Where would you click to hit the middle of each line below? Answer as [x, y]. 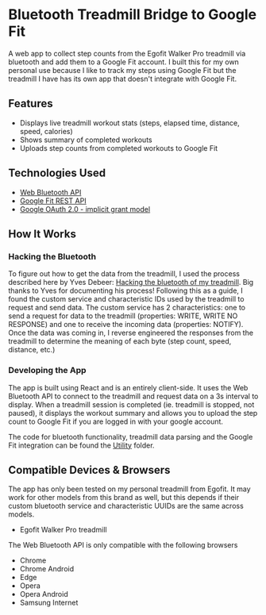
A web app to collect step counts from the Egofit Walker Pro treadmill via [127, 53]
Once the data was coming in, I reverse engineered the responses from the [131, 333]
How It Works [42, 234]
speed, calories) [46, 131]
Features [31, 104]
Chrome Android [46, 569]
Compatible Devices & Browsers [89, 470]
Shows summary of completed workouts [86, 140]
